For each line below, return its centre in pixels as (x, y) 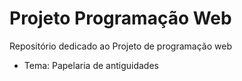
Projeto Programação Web (120, 18)
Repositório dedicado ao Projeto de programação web (120, 46)
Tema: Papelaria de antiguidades (91, 65)
